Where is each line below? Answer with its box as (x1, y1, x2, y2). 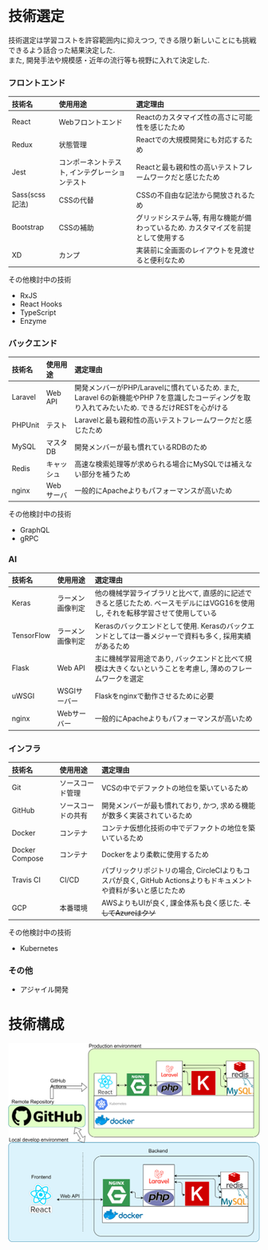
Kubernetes (19, 943, 58, 952)
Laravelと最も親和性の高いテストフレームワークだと (74, 415, 246, 425)
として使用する (136, 233, 185, 242)
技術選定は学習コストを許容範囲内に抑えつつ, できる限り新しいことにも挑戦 (8, 35, 257, 45)
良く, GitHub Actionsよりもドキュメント (122, 875, 253, 885)
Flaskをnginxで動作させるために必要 (94, 691, 215, 701)
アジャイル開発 (19, 984, 69, 994)
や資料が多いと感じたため (101, 885, 186, 895)
